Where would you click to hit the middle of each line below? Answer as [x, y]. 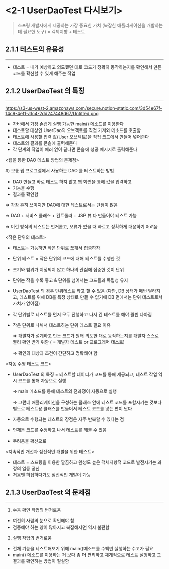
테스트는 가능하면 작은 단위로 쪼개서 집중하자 [56, 248]
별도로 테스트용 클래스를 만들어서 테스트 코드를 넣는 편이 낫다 [72, 408]
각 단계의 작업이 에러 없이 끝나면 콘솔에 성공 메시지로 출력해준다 [75, 149]
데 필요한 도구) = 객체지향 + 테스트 [51, 31]
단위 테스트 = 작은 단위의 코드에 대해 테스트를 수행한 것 [66, 258]
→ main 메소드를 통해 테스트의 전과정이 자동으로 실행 [65, 391]
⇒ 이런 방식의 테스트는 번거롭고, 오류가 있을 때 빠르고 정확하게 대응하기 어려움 [82, 226]
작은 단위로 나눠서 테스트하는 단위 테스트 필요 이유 [61, 325]
